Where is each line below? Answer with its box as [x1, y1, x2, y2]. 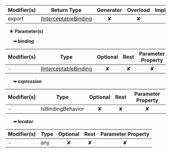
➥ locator [12, 118, 34, 124]
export [8, 15, 24, 22]
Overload [127, 7, 150, 13]
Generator [97, 7, 122, 13]
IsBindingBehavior [40, 106, 84, 112]
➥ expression [12, 79, 42, 84]
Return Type [51, 7, 82, 13]
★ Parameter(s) [9, 28, 43, 34]
